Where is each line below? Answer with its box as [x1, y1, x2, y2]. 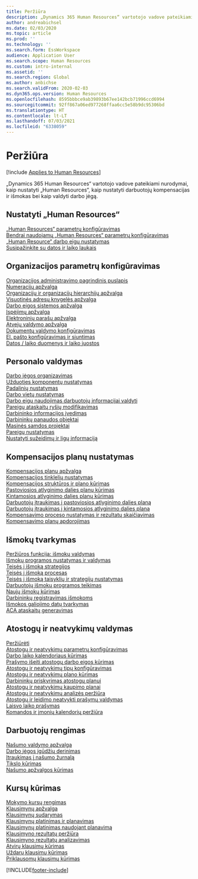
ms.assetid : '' [6, 69, 44, 75]
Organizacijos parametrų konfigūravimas [6, 261, 160, 271]
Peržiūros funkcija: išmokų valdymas [6, 551, 95, 557]
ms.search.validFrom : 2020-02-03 [6, 85, 88, 91]
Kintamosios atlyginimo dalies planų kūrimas [6, 493, 114, 500]
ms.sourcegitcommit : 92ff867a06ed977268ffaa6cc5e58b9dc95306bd [6, 101, 165, 108]
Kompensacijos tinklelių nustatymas [6, 474, 93, 481]
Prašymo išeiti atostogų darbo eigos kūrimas [6, 658, 114, 665]
